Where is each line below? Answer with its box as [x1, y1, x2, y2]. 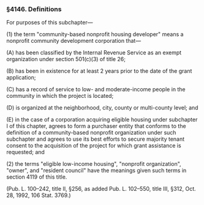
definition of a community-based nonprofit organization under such [6, 129, 176, 136]
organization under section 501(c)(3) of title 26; [6, 56, 126, 63]
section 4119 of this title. [6, 173, 67, 181]
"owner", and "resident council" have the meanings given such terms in [6, 167, 187, 174]
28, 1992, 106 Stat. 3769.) [6, 192, 72, 199]
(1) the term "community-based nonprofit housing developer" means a [6, 31, 184, 38]
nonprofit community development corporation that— [6, 37, 142, 45]
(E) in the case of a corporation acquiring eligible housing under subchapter [6, 116, 198, 124]
